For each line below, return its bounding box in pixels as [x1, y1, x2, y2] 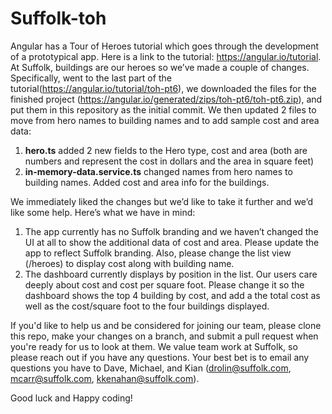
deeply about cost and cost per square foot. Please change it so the [24, 278, 305, 291]
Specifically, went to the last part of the [10, 72, 172, 84]
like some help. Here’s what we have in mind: [10, 206, 196, 218]
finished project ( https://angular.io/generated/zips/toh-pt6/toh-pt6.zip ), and [10, 93, 323, 105]
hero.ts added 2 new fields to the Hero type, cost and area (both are [24, 144, 308, 156]
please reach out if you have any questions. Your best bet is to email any [10, 351, 310, 363]
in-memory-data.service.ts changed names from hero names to [24, 165, 293, 177]
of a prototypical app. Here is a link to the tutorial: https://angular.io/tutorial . [10, 50, 322, 62]
